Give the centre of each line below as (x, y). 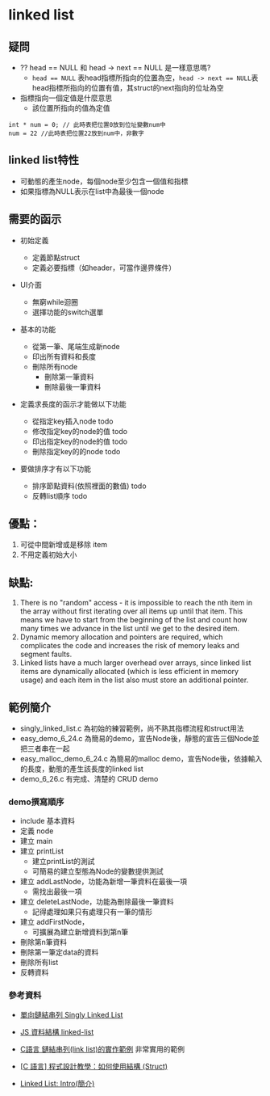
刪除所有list (39, 963)
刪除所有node (55, 366)
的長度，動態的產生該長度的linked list (81, 769)
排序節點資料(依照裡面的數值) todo (89, 486)
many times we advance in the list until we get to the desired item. (130, 629)
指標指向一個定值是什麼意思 (66, 98)
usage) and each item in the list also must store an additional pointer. (134, 680)
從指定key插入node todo (73, 421)
